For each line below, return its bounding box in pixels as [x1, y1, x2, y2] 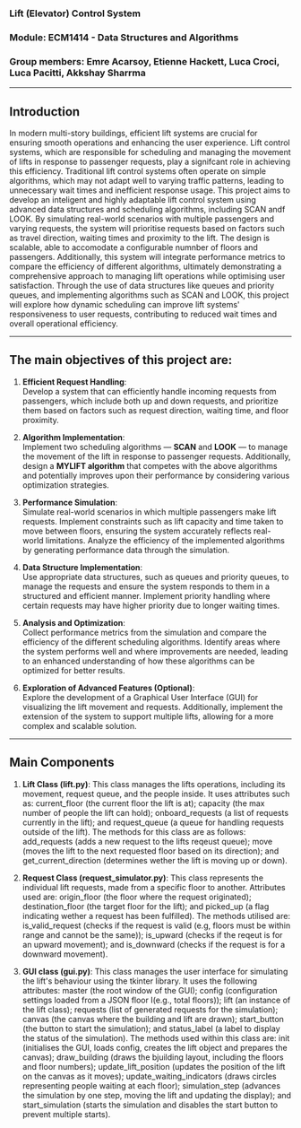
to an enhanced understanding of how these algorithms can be [21, 655, 255, 666]
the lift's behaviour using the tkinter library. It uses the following [21, 976, 258, 986]
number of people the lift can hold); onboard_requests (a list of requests [21, 807, 289, 818]
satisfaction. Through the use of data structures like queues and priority [9, 280, 275, 291]
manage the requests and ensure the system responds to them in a [21, 581, 271, 592]
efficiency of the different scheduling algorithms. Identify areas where [21, 636, 280, 647]
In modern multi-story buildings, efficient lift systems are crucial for [9, 127, 258, 138]
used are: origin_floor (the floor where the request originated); [21, 891, 253, 902]
